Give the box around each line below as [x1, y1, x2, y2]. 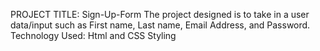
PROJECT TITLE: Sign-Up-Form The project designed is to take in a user [10, 9, 310, 20]
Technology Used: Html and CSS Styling [10, 30, 177, 41]
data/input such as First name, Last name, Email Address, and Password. [10, 19, 311, 31]
